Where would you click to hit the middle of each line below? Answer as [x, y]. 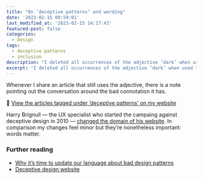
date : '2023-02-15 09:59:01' [43, 17]
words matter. [24, 134]
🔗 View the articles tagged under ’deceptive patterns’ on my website [91, 103]
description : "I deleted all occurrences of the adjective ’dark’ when [98, 62]
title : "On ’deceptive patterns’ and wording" [66, 12]
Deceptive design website [47, 169]
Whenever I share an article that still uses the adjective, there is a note [94, 85]
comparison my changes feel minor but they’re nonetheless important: [94, 128]
